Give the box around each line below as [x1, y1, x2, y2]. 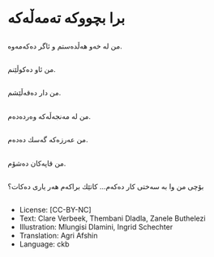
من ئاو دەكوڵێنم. [7, 64, 56, 74]
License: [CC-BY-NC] [19, 205, 92, 215]
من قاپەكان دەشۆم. [7, 158, 66, 168]
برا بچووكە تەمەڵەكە [7, 9, 126, 27]
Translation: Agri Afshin [19, 231, 98, 241]
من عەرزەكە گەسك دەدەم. [7, 135, 88, 145]
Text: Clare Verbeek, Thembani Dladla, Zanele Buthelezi [19, 213, 206, 223]
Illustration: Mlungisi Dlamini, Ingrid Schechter [19, 222, 173, 232]
